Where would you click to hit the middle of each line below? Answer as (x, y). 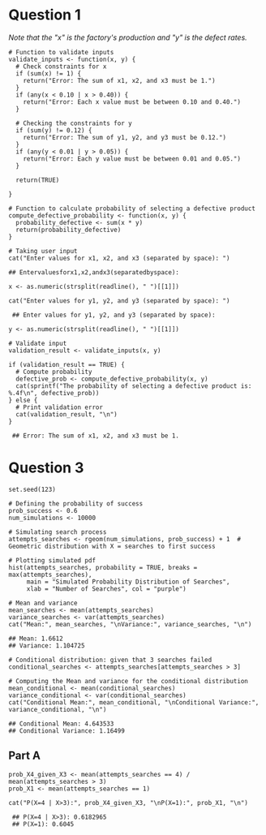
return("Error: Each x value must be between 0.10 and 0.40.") (132, 102)
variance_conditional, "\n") (58, 709)
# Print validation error (60, 407)
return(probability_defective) (69, 230)
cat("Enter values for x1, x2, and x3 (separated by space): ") (119, 258)
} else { (23, 400)
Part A (24, 756)
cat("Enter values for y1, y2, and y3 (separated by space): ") (119, 301)
